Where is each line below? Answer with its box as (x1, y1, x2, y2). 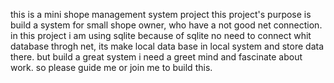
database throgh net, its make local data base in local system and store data (10, 40, 324, 52)
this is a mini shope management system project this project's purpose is (10, 9, 312, 20)
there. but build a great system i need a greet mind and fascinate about (10, 51, 303, 63)
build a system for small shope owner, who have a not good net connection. (10, 19, 323, 31)
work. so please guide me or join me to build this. (10, 62, 213, 73)
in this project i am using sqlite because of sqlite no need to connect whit (10, 30, 312, 41)
